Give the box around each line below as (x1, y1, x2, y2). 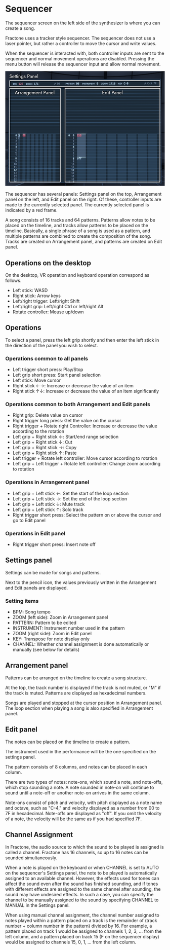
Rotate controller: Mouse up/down (12, 309, 84, 315)
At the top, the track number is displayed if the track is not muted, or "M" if (5, 684, 161, 690)
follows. (5, 277, 22, 283)
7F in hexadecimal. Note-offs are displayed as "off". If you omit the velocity (5, 810, 162, 816)
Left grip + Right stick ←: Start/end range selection (12, 434, 119, 440)
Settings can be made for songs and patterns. (5, 569, 101, 575)
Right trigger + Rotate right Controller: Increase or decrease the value (12, 423, 158, 429)
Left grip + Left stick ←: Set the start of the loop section (12, 490, 129, 496)
